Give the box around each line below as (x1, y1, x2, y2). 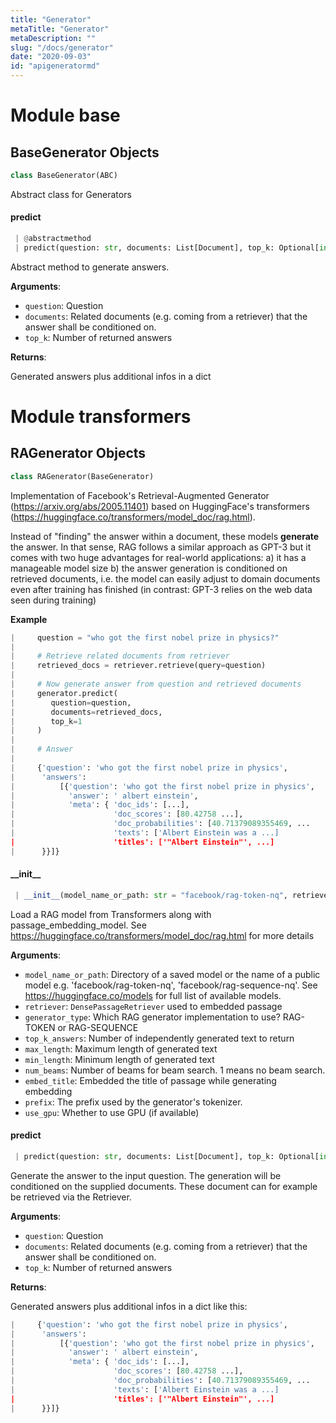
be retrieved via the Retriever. (10, 1191, 132, 1203)
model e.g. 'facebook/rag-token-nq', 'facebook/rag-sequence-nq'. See (24, 979, 318, 991)
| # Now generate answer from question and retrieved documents (10, 679, 302, 690)
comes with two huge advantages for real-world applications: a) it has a (10, 551, 307, 563)
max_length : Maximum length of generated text (24, 1042, 218, 1055)
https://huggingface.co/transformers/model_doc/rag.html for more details (10, 929, 315, 941)
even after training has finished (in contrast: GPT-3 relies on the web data (10, 583, 313, 595)
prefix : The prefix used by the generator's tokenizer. (24, 1096, 243, 1108)
